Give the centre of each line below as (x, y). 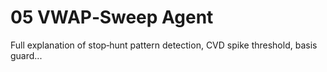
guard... (26, 55)
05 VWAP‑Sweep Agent (112, 17)
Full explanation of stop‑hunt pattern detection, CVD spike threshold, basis (164, 45)
